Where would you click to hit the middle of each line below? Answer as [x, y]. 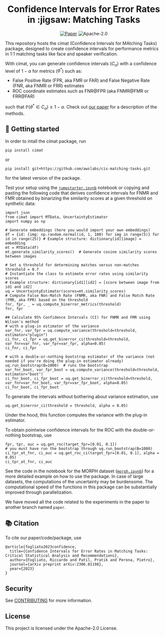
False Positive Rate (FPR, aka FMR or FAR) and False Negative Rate [81, 80]
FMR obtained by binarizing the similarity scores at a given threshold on [79, 198]
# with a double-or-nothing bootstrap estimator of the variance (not [80, 357]
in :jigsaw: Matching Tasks [84, 20]
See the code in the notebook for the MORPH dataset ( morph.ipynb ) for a [80, 471]
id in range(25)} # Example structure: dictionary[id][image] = [73, 239]
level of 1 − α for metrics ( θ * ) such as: [44, 70]
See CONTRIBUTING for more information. [49, 601]
